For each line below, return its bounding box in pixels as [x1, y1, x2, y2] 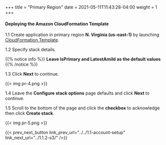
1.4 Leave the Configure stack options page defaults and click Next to [5, 90, 150, 96]
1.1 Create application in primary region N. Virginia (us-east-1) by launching [5, 32, 160, 38]
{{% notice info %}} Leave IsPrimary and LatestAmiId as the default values [5, 56, 161, 62]
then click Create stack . [5, 110, 55, 116]
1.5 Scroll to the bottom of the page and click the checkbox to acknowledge [5, 105, 160, 111]
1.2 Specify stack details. [5, 47, 56, 52]
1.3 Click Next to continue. [5, 71, 59, 77]
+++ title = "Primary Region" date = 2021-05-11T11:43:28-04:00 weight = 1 [5, 4, 158, 10]
